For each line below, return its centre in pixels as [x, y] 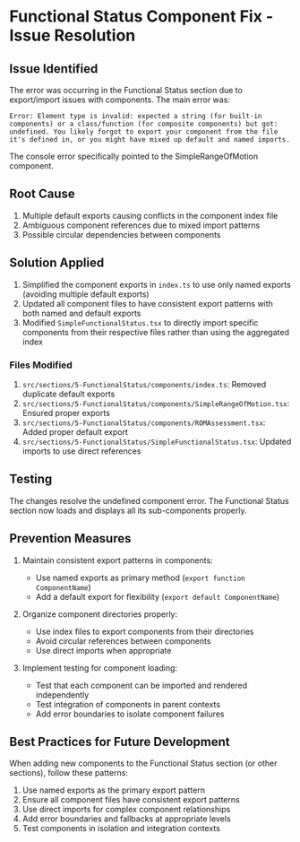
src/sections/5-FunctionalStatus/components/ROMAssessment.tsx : [144, 422]
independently [62, 694]
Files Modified [41, 365]
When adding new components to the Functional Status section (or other [143, 763]
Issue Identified [54, 69]
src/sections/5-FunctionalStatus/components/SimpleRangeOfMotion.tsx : [156, 403]
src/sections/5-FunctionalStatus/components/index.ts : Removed [144, 384]
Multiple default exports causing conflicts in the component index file [150, 215]
